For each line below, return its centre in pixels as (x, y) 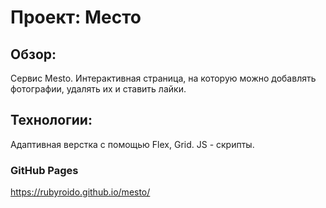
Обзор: (33, 54)
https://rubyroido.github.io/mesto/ (80, 192)
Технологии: (51, 120)
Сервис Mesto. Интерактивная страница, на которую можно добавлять (163, 78)
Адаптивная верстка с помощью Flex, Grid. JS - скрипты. (132, 144)
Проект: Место (76, 17)
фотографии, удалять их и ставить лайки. (98, 89)
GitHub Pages (44, 170)
